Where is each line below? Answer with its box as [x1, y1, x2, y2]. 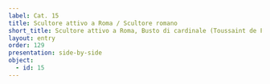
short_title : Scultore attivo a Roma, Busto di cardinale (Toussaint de [8, 26, 257, 34]
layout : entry [8, 34, 56, 42]
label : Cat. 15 [8, 11, 59, 20]
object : [8, 57, 35, 65]
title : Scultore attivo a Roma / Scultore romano [8, 19, 178, 27]
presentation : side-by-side [8, 49, 103, 57]
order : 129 [8, 42, 45, 50]
